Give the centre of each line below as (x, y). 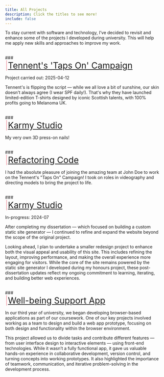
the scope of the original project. (38, 237)
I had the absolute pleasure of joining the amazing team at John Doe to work (82, 172)
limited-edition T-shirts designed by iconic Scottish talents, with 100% (76, 98)
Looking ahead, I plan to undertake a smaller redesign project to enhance (79, 247)
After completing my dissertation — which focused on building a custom (78, 227)
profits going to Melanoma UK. (36, 103)
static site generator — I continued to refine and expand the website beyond (82, 232)
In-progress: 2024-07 (27, 217)
